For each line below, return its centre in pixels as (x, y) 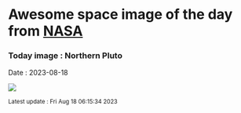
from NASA (46, 31)
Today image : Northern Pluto (66, 56)
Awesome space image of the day (120, 15)
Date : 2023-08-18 (38, 73)
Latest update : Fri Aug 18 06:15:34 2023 (63, 102)
